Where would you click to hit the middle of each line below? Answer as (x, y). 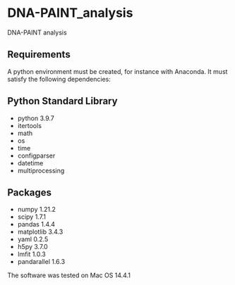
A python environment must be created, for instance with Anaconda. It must (117, 71)
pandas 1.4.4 (36, 224)
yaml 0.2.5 (33, 239)
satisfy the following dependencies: (59, 79)
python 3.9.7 (36, 118)
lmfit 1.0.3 (31, 254)
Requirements (39, 55)
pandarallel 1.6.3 (41, 262)
